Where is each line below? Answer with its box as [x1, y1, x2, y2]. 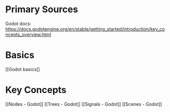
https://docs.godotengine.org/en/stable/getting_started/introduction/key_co [5, 26, 165, 32]
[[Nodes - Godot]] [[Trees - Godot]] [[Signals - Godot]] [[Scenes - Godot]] [5, 101, 162, 107]
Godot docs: [5, 20, 32, 27]
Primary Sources [5, 4, 78, 15]
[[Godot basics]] [5, 66, 40, 72]
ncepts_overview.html [5, 31, 51, 37]
